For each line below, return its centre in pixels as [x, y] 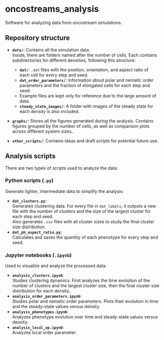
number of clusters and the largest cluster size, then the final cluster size [86, 286]
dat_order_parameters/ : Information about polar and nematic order [86, 80]
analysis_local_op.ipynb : [38, 327]
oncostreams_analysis [52, 9]
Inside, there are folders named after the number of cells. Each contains [85, 55]
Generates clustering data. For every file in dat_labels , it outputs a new [84, 206]
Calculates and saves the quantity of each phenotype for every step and [85, 237]
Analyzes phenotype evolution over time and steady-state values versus [85, 317]
